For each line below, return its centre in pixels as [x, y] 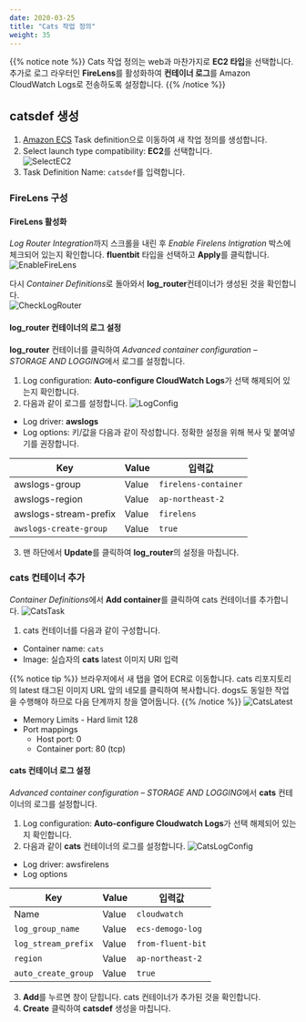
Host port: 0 [59, 739]
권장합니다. [59, 444]
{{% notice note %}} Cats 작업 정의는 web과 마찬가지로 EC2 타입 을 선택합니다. [152, 62]
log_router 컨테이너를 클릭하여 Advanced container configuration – [133, 349]
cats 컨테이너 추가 [47, 577]
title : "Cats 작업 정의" [53, 26]
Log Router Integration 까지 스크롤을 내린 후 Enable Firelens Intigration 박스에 [150, 243]
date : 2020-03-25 [42, 18]
